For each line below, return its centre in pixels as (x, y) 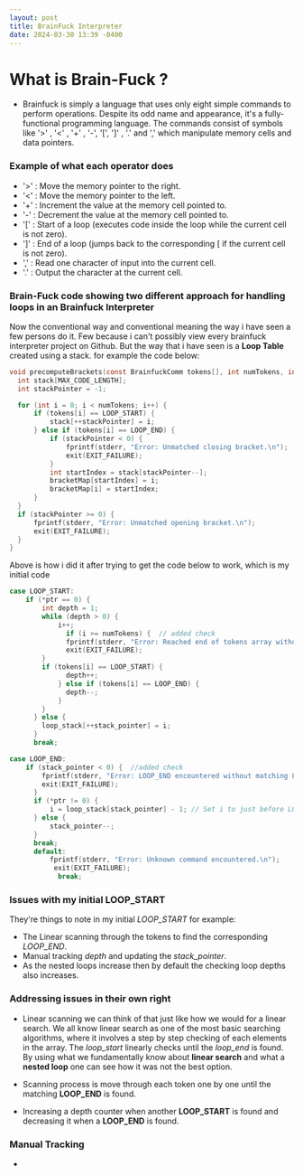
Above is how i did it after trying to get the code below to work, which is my (150, 565)
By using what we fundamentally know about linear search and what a (154, 1057)
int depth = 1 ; (70, 608)
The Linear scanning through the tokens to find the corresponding (145, 937)
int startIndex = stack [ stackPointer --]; (128, 472)
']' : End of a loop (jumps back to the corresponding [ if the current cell (154, 243)
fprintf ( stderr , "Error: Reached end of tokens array (169, 642)
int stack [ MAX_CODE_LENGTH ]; (72, 381)
